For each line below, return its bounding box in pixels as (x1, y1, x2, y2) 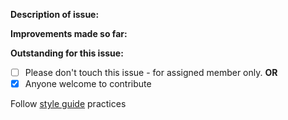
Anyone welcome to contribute (24, 78, 152, 90)
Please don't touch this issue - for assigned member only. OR (24, 67, 278, 78)
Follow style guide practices (10, 98, 127, 110)
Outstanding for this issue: (10, 47, 124, 59)
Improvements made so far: (10, 28, 128, 39)
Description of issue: (10, 9, 100, 20)
